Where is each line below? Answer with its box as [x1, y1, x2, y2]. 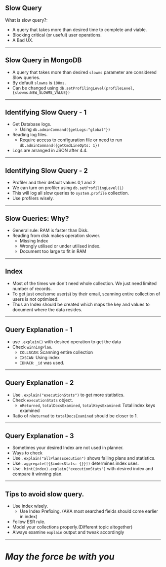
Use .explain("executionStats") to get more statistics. [12, 392, 125, 398]
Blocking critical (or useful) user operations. [12, 32, 102, 38]
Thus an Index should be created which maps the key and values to [12, 301, 150, 307]
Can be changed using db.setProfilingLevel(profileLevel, [12, 85, 135, 91]
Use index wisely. [12, 503, 48, 509]
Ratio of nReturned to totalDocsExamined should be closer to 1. [12, 412, 138, 419]
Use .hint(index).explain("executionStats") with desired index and [12, 466, 153, 472]
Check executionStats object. [12, 397, 73, 403]
